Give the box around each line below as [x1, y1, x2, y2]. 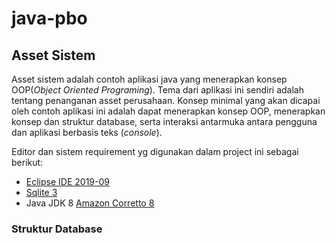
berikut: [11, 157, 44, 168]
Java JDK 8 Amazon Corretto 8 [25, 197, 155, 209]
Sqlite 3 [25, 187, 58, 198]
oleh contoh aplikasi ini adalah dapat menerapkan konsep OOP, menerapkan [11, 105, 326, 117]
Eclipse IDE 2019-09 [25, 176, 110, 187]
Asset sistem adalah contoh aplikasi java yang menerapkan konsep [11, 73, 288, 85]
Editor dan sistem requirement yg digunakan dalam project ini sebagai [11, 146, 299, 157]
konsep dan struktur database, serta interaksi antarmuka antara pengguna [11, 116, 318, 127]
